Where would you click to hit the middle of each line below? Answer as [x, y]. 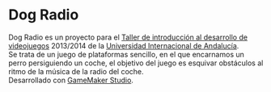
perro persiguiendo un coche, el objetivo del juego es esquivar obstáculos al [136, 63]
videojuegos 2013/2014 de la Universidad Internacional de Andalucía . [124, 45]
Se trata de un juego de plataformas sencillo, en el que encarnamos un [127, 54]
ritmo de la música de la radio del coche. [76, 71]
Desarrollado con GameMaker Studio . [71, 80]
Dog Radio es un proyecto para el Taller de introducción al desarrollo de [128, 37]
